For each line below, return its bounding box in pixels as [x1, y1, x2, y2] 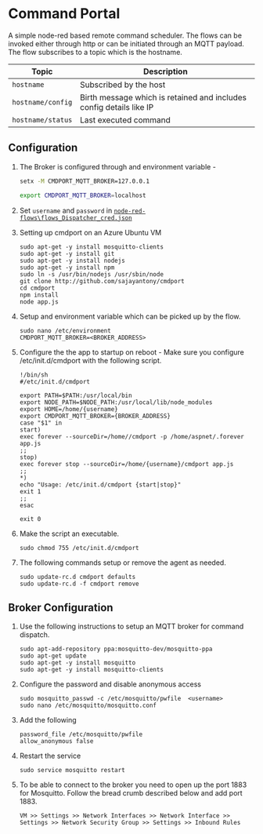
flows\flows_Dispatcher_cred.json [19, 213, 132, 222]
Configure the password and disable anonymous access [19, 679, 202, 689]
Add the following [19, 716, 77, 725]
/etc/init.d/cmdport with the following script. [19, 355, 162, 365]
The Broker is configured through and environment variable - [19, 162, 217, 171]
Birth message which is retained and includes [79, 92, 247, 103]
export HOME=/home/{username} [19, 405, 119, 413]
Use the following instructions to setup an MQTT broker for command [19, 621, 244, 632]
